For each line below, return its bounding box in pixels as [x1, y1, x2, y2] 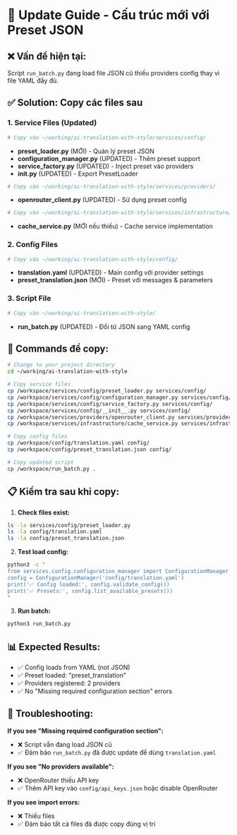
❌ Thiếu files [17, 812, 55, 820]
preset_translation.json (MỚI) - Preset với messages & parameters [17, 276, 213, 284]
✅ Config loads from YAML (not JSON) [17, 663, 130, 672]
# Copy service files [7, 381, 71, 388]
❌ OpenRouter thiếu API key [17, 776, 99, 784]
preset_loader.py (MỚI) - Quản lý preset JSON [17, 147, 154, 155]
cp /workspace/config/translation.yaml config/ [7, 440, 150, 447]
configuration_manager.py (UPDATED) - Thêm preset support [17, 154, 201, 162]
